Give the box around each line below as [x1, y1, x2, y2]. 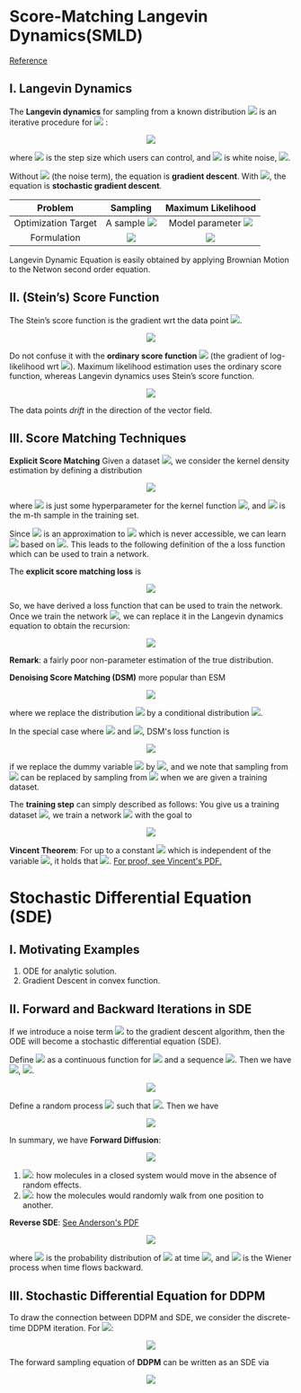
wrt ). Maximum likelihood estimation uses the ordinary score [46, 361, 282, 372]
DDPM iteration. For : [27, 1323, 114, 1333]
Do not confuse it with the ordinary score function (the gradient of [9, 350, 269, 361]
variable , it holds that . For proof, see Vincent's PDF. [9, 856, 222, 867]
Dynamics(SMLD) [9, 25, 144, 46]
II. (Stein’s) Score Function [9, 290, 160, 305]
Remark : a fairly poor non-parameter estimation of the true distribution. [9, 655, 274, 666]
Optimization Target [13, 216, 97, 229]
